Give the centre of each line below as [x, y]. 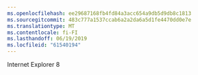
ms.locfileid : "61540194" [44, 45]
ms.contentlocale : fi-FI [42, 32]
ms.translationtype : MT [41, 26]
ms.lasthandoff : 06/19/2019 [47, 39]
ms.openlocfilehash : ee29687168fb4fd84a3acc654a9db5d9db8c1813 [99, 13]
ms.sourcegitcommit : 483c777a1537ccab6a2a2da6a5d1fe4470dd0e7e [99, 20]
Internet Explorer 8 [34, 64]
